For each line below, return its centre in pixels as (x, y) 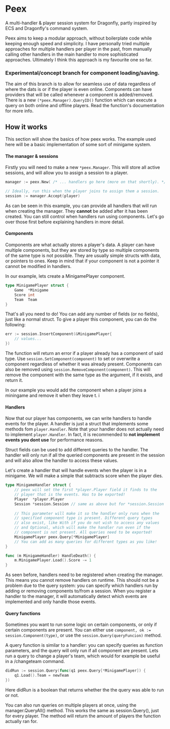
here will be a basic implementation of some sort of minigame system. (78, 145)
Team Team (26, 300)
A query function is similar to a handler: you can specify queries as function (84, 645)
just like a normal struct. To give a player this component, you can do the (81, 319)
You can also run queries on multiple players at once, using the (71, 705)
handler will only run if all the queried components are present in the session (85, 455)
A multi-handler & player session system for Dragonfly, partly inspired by (81, 23)
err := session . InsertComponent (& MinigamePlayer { (59, 334)
